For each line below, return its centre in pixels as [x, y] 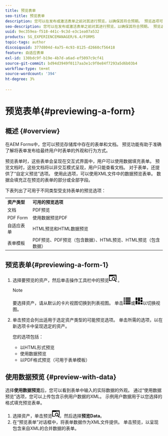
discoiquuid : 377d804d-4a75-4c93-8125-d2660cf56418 [60, 47]
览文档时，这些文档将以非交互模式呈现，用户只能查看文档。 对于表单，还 [80, 167]
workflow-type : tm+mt [28, 68]
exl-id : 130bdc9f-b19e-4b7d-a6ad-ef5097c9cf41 [54, 58]
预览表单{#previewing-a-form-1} [57, 265]
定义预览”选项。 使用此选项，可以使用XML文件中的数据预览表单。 [88, 173]
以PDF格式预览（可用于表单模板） [55, 359]
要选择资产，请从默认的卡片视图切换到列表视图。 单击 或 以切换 [84, 303]
